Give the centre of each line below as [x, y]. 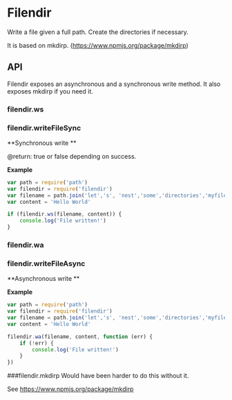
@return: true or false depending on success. [72, 156]
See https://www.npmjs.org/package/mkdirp [70, 389]
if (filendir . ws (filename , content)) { [65, 214]
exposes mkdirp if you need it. [50, 91]
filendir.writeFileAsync [46, 263]
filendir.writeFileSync [44, 128]
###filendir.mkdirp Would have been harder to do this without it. [98, 376]
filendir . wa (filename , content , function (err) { [80, 337]
